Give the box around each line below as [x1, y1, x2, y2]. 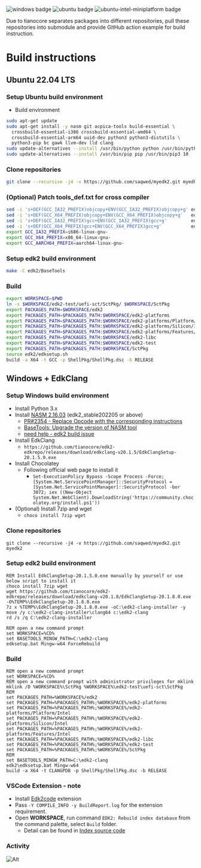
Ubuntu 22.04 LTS [6, 75, 76, 85]
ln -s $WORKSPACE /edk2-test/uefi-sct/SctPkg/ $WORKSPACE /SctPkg [6, 301, 170, 307]
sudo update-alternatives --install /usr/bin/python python [6, 145, 160, 152]
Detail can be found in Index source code [23, 827, 126, 834]
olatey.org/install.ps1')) [32, 500, 100, 506]
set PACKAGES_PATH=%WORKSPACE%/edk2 [6, 694, 98, 700]
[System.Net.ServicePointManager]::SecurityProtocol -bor [32, 484, 181, 490]
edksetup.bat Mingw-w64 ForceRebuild [6, 641, 100, 647]
